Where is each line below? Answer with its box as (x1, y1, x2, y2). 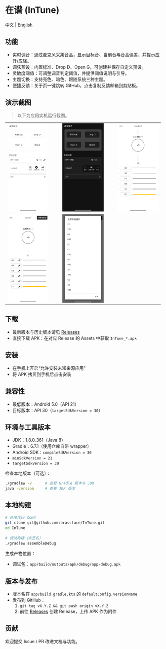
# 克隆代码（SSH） (5, 515, 39, 520)
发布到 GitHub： (12, 597, 45, 603)
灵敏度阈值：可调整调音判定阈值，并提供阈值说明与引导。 (12, 70, 129, 76)
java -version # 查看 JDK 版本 (5, 486, 76, 491)
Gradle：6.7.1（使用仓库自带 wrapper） (12, 443, 92, 449)
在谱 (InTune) (5, 4, 60, 16)
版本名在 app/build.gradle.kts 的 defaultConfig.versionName (12, 591, 137, 597)
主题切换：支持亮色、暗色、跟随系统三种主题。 (12, 76, 108, 82)
